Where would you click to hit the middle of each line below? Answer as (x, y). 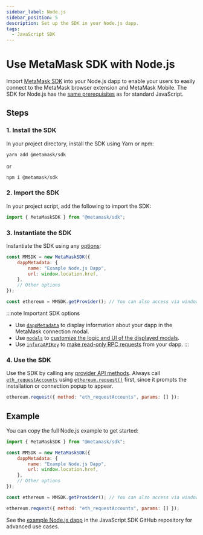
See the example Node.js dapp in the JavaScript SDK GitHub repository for (99, 520)
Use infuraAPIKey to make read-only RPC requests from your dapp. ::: (102, 344)
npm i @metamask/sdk (32, 177)
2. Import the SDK (33, 193)
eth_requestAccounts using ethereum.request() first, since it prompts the (97, 380)
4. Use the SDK (29, 360)
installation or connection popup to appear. (60, 386)
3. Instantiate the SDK (39, 233)
